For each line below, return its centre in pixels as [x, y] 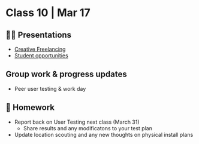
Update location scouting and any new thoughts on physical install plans [104, 134]
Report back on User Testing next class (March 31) [77, 122]
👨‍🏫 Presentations [39, 35]
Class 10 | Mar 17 [48, 13]
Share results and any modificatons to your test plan [88, 128]
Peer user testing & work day [50, 88]
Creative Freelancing [40, 49]
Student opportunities [41, 56]
